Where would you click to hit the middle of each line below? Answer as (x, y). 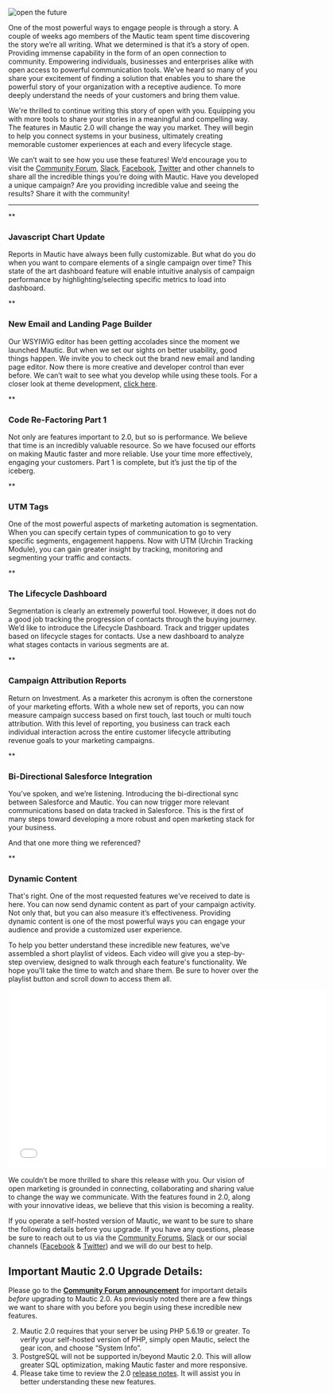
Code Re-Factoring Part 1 (58, 420)
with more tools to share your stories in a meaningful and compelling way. (129, 119)
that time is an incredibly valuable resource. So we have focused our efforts (132, 445)
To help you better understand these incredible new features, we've (119, 945)
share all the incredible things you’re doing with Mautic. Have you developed (134, 176)
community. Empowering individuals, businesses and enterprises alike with (131, 61)
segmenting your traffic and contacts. (70, 558)
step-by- (231, 954)
